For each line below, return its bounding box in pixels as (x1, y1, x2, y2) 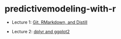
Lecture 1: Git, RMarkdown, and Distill (11, 19, 88, 25)
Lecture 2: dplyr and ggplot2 (11, 28, 70, 34)
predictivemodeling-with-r (4, 3, 116, 14)
